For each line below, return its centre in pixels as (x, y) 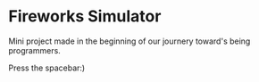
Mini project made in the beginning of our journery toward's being (129, 41)
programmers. (35, 50)
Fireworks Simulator (85, 16)
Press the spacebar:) (47, 68)
